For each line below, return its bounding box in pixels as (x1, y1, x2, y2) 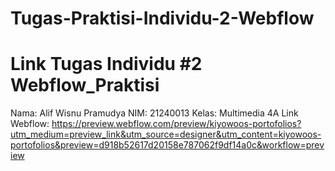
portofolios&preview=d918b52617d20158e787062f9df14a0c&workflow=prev (10, 139, 325, 151)
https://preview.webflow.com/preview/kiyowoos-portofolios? (51, 118, 302, 130)
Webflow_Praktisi (10, 74, 160, 97)
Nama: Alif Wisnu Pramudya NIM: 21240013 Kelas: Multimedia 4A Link (10, 107, 299, 119)
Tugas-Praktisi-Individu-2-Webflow (10, 7, 315, 30)
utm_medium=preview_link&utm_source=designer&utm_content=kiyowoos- (10, 128, 322, 141)
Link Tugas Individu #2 (10, 53, 203, 76)
